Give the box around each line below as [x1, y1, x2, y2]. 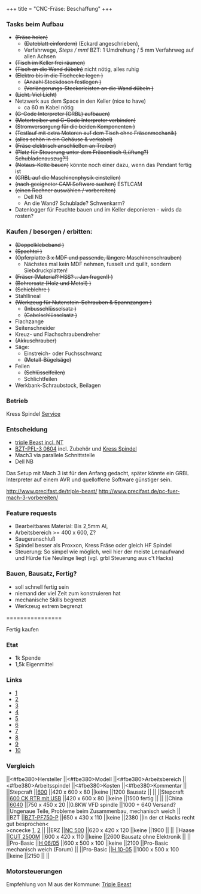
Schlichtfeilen [23, 375, 58, 382]
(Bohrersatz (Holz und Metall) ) [14, 279, 92, 287]
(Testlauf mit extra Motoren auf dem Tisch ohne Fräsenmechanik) [14, 129, 177, 137]
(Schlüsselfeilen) [23, 369, 66, 376]
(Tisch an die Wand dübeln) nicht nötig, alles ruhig [14, 65, 139, 73]
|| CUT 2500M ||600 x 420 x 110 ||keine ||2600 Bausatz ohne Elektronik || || [6, 833, 191, 840]
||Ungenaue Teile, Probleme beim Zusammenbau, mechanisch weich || [6, 807, 181, 815]
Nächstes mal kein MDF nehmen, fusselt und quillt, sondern [23, 260, 172, 267]
